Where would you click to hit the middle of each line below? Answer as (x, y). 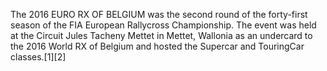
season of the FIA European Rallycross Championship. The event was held (163, 25)
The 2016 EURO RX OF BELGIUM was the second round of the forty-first (159, 14)
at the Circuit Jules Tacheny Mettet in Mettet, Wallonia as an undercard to (161, 35)
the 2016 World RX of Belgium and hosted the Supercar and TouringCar (157, 46)
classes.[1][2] (38, 57)
